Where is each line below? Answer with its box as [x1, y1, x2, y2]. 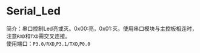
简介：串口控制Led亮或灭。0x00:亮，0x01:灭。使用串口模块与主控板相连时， [6, 25, 198, 32]
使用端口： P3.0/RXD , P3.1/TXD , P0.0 [6, 40, 91, 47]
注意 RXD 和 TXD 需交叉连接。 [6, 32, 71, 40]
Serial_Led [6, 4, 61, 18]
